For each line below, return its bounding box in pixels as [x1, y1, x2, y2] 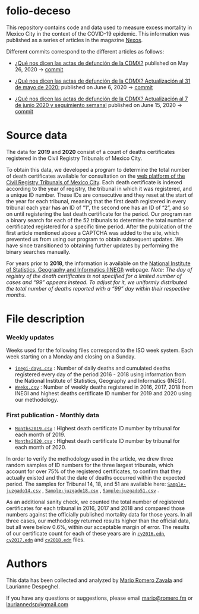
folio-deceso [6, 4, 71, 18]
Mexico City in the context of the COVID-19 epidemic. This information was [6, 30, 190, 37]
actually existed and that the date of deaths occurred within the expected [6, 474, 186, 481]
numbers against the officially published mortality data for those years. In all [6, 511, 192, 518]
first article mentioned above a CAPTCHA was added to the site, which [6, 229, 179, 236]
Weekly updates [6, 333, 55, 341]
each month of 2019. [14, 431, 65, 438]
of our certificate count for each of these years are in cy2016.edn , [6, 530, 166, 537]
